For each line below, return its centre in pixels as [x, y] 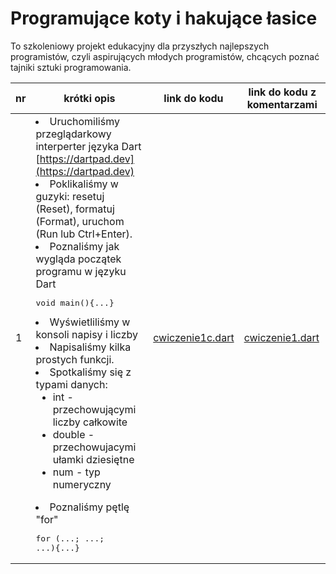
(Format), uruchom [80, 221]
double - [73, 434]
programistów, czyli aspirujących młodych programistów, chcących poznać [165, 56]
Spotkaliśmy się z [90, 372]
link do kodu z [282, 92]
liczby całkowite [90, 422]
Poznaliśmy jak [84, 246]
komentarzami [282, 104]
